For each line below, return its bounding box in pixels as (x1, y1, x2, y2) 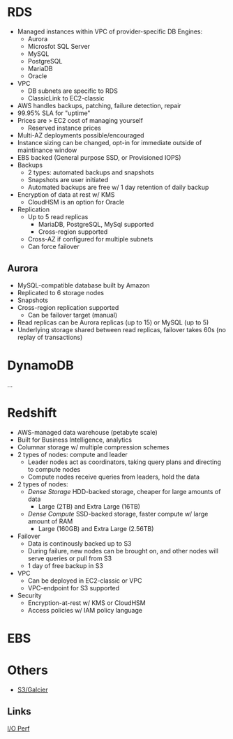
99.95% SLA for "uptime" (17, 109, 91, 117)
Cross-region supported (38, 227, 108, 236)
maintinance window (17, 146, 77, 154)
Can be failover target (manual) (27, 311, 118, 319)
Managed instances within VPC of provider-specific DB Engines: (17, 27, 203, 36)
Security (17, 591, 42, 599)
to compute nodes (27, 465, 81, 473)
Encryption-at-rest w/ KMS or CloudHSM (27, 598, 146, 607)
